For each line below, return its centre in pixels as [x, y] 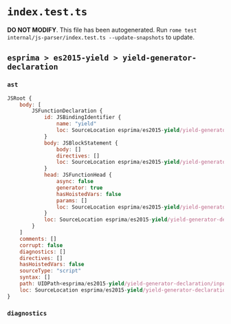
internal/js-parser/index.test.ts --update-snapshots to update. [101, 37]
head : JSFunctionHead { [78, 175]
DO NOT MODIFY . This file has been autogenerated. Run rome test [102, 30]
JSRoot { [20, 98]
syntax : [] [35, 277]
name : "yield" [76, 124]
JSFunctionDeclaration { [67, 111]
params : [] [72, 201]
